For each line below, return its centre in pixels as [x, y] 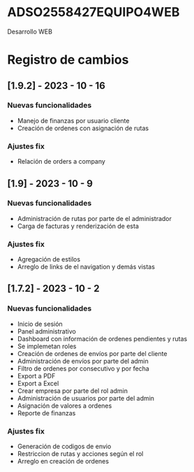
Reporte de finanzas [46, 413]
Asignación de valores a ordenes [65, 406]
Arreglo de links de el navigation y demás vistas [86, 267]
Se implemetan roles [47, 346]
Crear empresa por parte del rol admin [72, 391]
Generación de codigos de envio [64, 446]
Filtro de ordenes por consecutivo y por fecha [83, 369]
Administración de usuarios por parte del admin [86, 398]
